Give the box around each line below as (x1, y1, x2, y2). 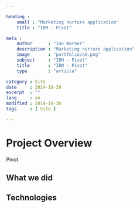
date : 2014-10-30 (6, 84, 62, 90)
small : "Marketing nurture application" (16, 19, 119, 25)
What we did (6, 173, 53, 183)
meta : (6, 35, 22, 41)
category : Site (6, 79, 46, 85)
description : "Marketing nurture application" (16, 46, 135, 52)
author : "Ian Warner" (16, 41, 85, 47)
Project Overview (6, 136, 93, 150)
